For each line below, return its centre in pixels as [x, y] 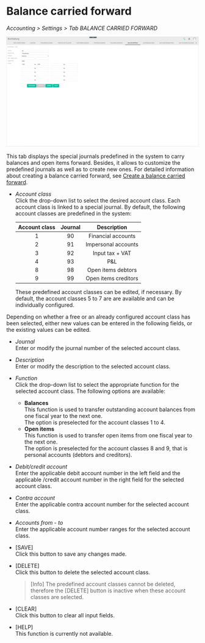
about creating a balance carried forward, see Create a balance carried [96, 176]
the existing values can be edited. [49, 329]
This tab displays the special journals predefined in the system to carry [95, 156]
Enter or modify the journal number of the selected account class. [98, 348]
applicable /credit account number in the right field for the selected [99, 480]
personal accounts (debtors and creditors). [78, 454]
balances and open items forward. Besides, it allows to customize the [93, 163]
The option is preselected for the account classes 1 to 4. [95, 422]
